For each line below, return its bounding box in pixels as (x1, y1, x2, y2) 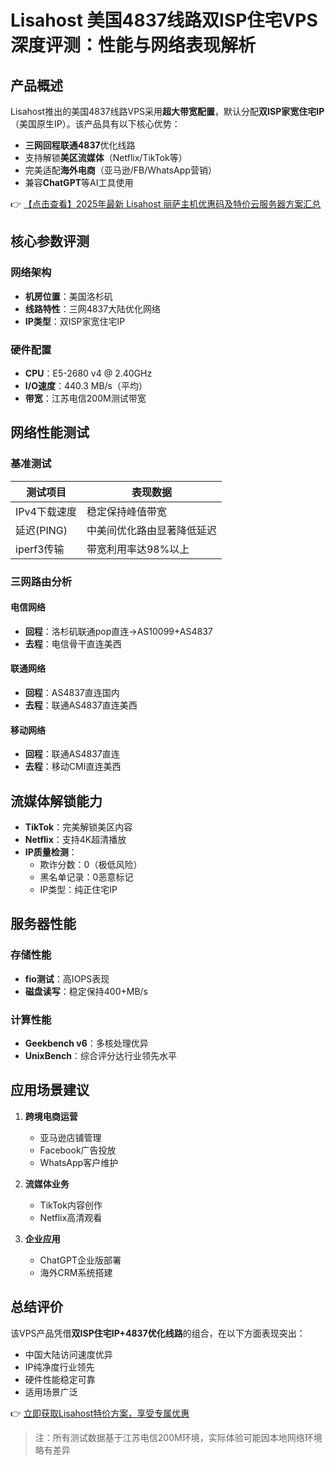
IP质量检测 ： (24, 846, 78, 858)
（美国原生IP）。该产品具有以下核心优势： (10, 118, 181, 130)
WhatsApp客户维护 (39, 1156, 119, 1168)
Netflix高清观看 (39, 1211, 103, 1223)
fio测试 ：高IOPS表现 (24, 972, 110, 985)
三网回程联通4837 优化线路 (24, 139, 136, 151)
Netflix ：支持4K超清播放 (24, 834, 127, 846)
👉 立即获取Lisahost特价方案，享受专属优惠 (10, 1407, 190, 1419)
